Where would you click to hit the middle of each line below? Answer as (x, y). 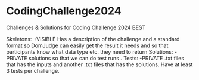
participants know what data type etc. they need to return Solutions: (90, 51)
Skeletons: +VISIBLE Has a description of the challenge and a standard (93, 39)
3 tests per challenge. (33, 70)
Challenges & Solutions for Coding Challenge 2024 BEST (76, 27)
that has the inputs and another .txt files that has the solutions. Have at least (99, 64)
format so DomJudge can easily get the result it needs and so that (87, 45)
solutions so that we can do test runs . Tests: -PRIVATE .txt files (107, 58)
